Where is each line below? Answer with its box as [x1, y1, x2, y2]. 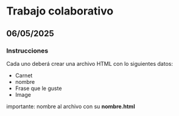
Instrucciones [6, 47, 49, 55]
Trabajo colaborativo [6, 4, 114, 18]
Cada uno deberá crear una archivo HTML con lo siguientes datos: [6, 60, 174, 67]
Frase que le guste [15, 85, 62, 92]
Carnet [15, 71, 33, 79]
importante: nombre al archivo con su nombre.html [6, 103, 135, 110]
